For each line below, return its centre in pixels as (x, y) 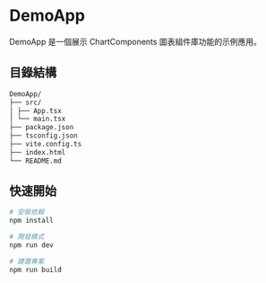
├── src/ (26, 102)
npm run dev (31, 245)
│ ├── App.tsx (36, 111)
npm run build (36, 270)
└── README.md (36, 161)
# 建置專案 (27, 261)
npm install (31, 221)
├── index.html (38, 152)
